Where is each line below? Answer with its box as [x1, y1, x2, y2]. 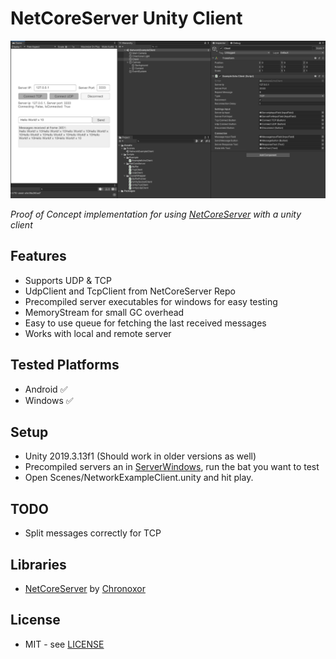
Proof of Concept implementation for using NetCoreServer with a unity [10, 208, 302, 220]
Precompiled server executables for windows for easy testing [24, 295, 278, 307]
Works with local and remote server [24, 327, 172, 339]
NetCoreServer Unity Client [10, 7, 243, 30]
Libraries [10, 556, 67, 573]
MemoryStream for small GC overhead [24, 306, 185, 318]
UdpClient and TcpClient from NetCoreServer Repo [24, 285, 236, 297]
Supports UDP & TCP [24, 274, 112, 286]
